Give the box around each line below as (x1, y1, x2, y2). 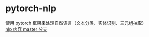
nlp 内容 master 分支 (5, 26, 48, 32)
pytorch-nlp (5, 3, 57, 14)
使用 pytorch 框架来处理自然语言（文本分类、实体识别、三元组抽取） (5, 20, 147, 26)
